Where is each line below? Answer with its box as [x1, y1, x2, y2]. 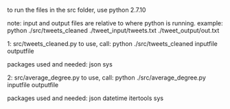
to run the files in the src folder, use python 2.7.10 [7, 6, 146, 14]
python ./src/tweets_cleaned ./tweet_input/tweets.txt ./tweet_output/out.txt [7, 27, 220, 34]
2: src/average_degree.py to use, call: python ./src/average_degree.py [7, 73, 206, 82]
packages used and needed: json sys [7, 60, 113, 68]
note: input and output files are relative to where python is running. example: [7, 19, 223, 27]
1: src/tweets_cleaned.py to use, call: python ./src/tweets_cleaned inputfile [7, 40, 218, 47]
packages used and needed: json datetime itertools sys [7, 94, 163, 102]
